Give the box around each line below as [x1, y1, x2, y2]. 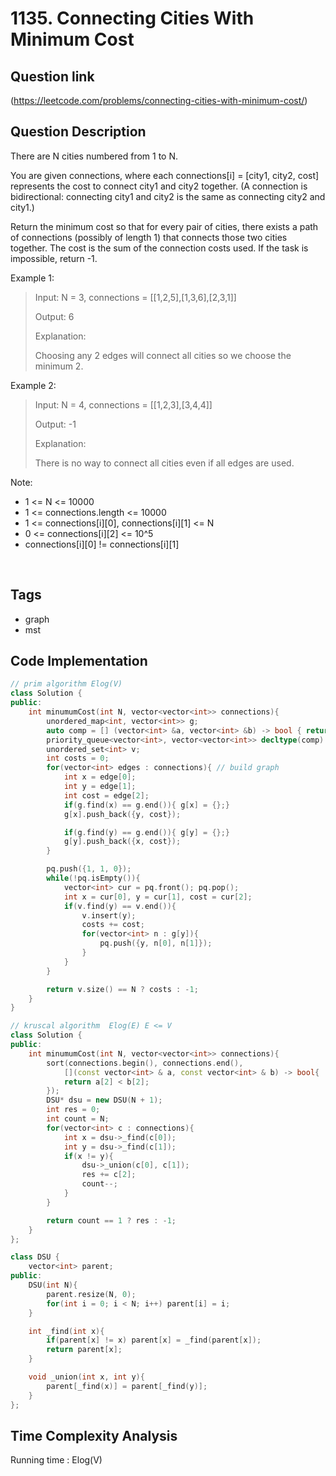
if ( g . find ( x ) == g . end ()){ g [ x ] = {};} [63, 800, 231, 810]
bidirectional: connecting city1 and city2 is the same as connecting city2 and [10, 190, 326, 202]
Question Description [10, 123, 147, 141]
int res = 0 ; [46, 1105, 101, 1115]
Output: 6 [34, 310, 75, 322]
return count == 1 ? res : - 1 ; [46, 1215, 177, 1226]
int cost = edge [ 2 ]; [63, 790, 150, 801]
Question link [10, 68, 95, 85]
